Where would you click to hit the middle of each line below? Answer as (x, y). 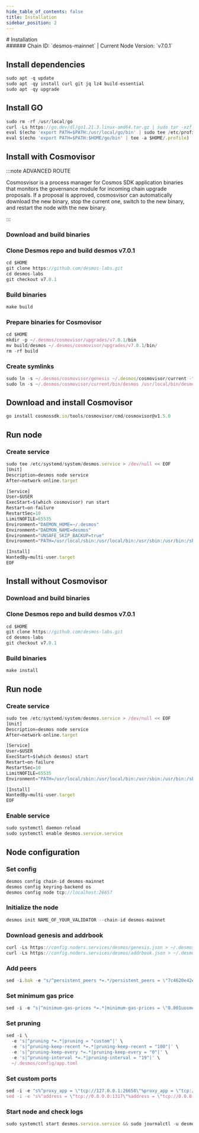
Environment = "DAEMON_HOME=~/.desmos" (53, 524)
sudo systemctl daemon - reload (44, 828)
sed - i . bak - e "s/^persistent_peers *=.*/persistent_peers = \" (87, 981)
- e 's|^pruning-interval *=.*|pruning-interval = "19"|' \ (86, 1058)
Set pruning (23, 1023)
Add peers (21, 968)
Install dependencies (46, 64)
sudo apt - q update (30, 78)
